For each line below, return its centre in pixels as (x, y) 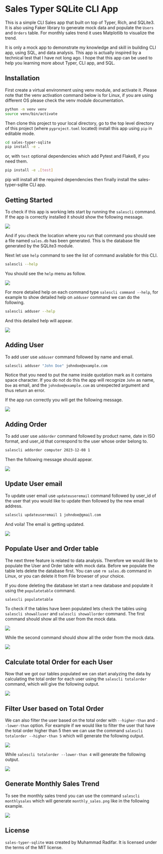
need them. (17, 161)
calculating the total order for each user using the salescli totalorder (76, 679)
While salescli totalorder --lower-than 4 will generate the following (75, 754)
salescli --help (21, 264)
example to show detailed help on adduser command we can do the (72, 297)
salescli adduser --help (30, 311)
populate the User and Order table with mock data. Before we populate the (80, 565)
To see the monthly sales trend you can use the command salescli (72, 796)
